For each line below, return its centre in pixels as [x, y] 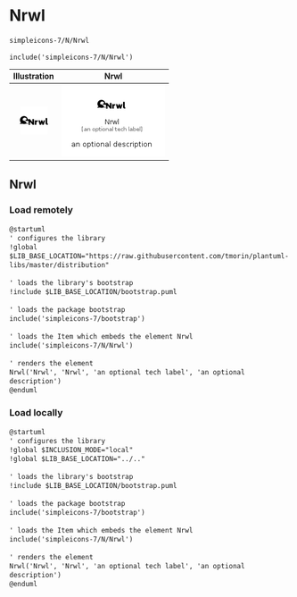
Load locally [36, 412]
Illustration [34, 76]
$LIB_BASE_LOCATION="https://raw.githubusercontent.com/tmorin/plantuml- [149, 256]
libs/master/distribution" [59, 265]
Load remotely [41, 209]
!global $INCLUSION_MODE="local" [71, 450]
